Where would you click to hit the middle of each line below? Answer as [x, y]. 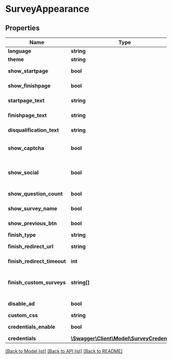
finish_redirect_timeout [37, 261]
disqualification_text [33, 130]
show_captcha [26, 148]
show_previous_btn [33, 223]
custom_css [23, 315]
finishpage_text [27, 115]
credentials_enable [31, 327]
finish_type [22, 235]
